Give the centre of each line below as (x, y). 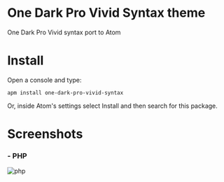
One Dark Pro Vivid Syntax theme (106, 13)
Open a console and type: (44, 80)
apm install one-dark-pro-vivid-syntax (65, 92)
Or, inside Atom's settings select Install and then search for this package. (113, 106)
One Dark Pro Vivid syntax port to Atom (64, 32)
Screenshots (45, 134)
